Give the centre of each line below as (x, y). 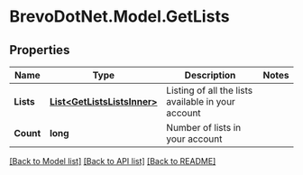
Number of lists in (204, 128)
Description (210, 75)
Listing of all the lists (210, 90)
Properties (40, 50)
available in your (201, 101)
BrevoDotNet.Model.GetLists (119, 17)
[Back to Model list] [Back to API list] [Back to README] (113, 161)
